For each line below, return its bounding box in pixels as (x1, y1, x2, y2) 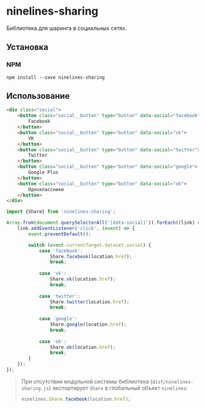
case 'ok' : (38, 338, 67, 345)
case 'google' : (38, 316, 78, 322)
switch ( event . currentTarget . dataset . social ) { (28, 242, 151, 248)
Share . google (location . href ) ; (49, 321, 127, 327)
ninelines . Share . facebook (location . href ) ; (21, 396, 131, 402)
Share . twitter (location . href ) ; (49, 299, 130, 305)
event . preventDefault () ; (28, 231, 92, 237)
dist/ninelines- (152, 379, 194, 385)
